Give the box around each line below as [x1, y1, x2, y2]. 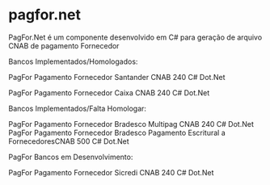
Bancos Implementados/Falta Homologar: [8, 103, 147, 113]
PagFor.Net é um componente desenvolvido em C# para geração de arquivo [8, 32, 263, 42]
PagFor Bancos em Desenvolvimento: [8, 152, 133, 162]
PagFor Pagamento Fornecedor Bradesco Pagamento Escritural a [8, 128, 226, 137]
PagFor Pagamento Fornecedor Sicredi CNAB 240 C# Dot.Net [8, 167, 214, 177]
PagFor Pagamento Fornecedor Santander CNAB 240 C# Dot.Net [8, 72, 226, 82]
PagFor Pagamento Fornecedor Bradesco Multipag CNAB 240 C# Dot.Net [8, 119, 255, 128]
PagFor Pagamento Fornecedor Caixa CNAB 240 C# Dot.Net [8, 87, 210, 98]
